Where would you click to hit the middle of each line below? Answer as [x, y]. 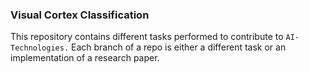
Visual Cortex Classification [80, 15]
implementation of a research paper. [85, 58]
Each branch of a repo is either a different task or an [179, 47]
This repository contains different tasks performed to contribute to [147, 37]
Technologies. [40, 48]
